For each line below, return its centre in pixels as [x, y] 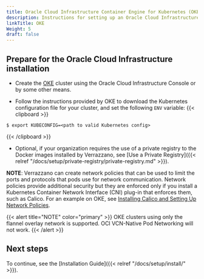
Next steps [27, 249]
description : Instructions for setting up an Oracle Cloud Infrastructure [103, 18]
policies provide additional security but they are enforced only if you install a [102, 186]
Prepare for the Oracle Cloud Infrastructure [90, 59]
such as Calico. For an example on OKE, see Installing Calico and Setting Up [101, 198]
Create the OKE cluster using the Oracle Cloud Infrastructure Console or [105, 83]
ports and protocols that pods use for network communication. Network [96, 179]
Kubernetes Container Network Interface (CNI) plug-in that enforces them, [99, 192]
